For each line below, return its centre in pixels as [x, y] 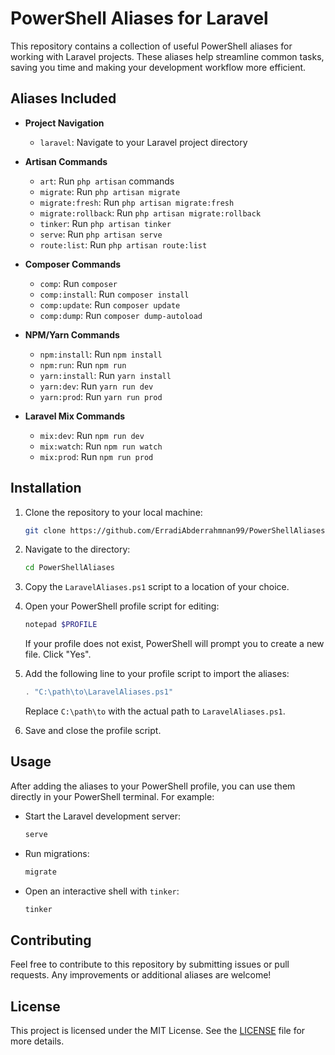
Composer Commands [73, 264]
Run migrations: [57, 853]
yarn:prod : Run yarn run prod [101, 396]
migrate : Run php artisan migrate [110, 191]
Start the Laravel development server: [102, 816]
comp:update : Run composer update [110, 304]
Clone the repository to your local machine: [113, 512]
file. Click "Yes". [58, 654]
